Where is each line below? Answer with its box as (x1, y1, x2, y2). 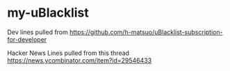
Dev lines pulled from (7, 28, 68, 36)
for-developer (7, 35, 47, 43)
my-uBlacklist (7, 5, 89, 21)
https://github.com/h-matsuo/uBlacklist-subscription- (69, 28, 224, 36)
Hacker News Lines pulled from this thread (7, 49, 130, 57)
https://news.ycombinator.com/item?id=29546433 (7, 56, 152, 64)
